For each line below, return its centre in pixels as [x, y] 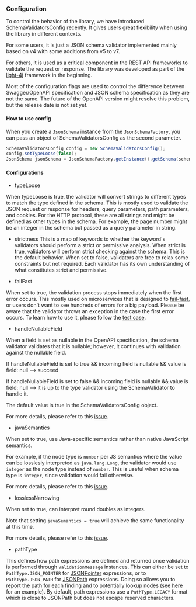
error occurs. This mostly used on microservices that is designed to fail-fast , [98, 299]
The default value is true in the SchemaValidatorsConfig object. [82, 405]
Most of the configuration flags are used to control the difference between [95, 86]
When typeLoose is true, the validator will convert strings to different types [96, 197]
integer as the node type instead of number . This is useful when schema [92, 469]
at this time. [20, 527]
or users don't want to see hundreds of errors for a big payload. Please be [95, 305]
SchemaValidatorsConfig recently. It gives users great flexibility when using [97, 27]
